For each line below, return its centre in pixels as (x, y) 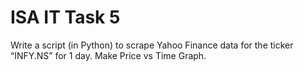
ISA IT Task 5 (65, 17)
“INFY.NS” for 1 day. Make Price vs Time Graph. (108, 55)
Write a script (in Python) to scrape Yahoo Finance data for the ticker (152, 45)
